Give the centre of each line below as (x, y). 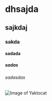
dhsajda (22, 9)
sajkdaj (16, 28)
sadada (13, 54)
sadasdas (15, 78)
